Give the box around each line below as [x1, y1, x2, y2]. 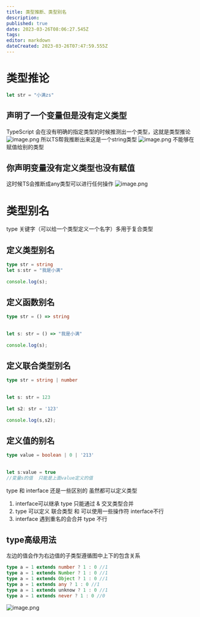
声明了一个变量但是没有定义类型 [6, 111, 127, 121]
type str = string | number [6, 377, 78, 383]
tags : [6, 32, 20, 38]
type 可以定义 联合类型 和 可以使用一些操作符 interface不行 [15, 507, 164, 515]
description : [6, 15, 40, 21]
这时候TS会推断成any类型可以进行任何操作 [6, 180, 114, 187]
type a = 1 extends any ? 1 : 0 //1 [6, 581, 100, 588]
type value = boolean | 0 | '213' [6, 452, 95, 458]
